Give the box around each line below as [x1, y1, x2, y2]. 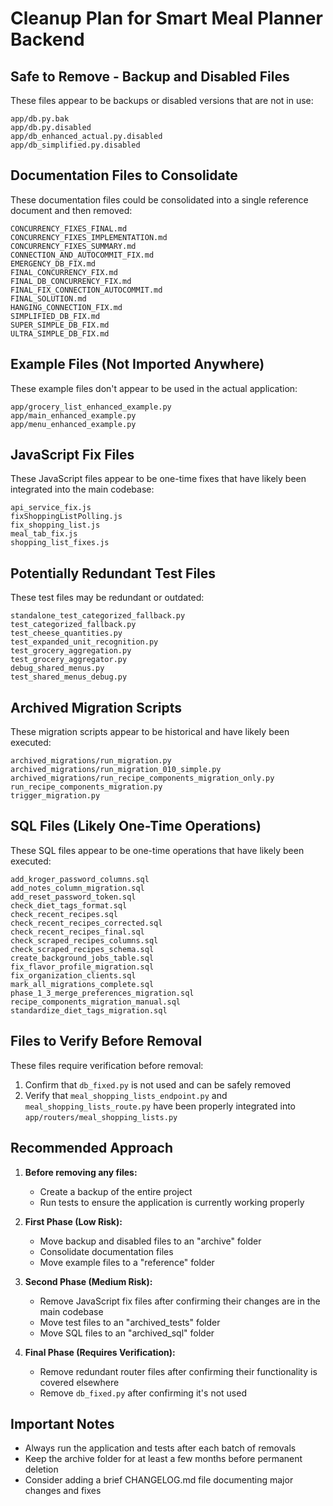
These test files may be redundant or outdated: [10, 592, 205, 604]
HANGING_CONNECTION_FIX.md [10, 302, 123, 312]
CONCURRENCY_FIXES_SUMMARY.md [10, 241, 137, 251]
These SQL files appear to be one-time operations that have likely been [10, 844, 305, 856]
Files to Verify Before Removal [10, 1033, 203, 1050]
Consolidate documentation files [39, 1245, 174, 1257]
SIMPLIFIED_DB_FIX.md [10, 311, 101, 321]
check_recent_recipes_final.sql [10, 927, 145, 937]
